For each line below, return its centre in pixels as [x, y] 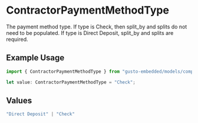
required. [17, 39]
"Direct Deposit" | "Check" [41, 114]
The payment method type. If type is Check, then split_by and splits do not [97, 27]
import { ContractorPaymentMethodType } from [63, 72]
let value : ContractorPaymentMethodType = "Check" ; [71, 82]
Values [19, 100]
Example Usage [35, 58]
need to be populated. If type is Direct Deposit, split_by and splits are [90, 33]
